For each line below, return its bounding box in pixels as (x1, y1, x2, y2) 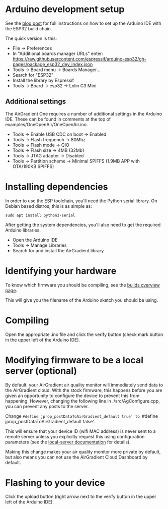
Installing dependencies (5, 181, 108, 192)
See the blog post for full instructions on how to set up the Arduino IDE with (5, 20, 162, 26)
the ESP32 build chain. (5, 25, 52, 31)
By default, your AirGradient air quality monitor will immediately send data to (5, 382, 163, 388)
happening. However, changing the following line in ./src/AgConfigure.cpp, (5, 398, 160, 404)
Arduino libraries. (5, 227, 41, 233)
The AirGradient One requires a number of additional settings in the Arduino (5, 110, 162, 117)
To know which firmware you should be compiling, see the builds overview (5, 281, 160, 288)
